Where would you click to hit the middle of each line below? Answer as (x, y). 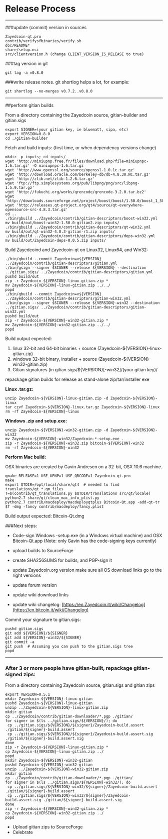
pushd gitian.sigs (24, 628)
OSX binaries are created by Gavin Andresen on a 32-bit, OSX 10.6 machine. (84, 466)
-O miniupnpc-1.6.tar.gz (58, 166)
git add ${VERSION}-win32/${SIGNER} (43, 638)
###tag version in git (27, 63)
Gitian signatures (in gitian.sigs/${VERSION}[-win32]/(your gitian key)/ (85, 369)
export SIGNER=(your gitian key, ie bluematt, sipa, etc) (67, 129)
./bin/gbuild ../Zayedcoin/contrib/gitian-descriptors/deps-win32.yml (80, 236)
